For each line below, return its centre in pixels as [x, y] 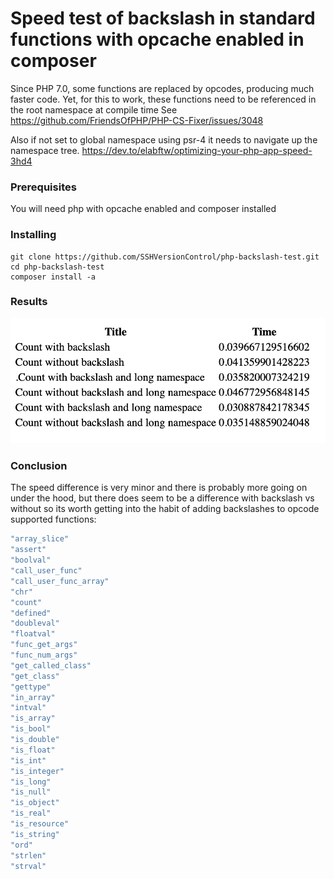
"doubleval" [35, 623]
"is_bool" [31, 729]
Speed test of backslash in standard [163, 18]
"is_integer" [37, 771]
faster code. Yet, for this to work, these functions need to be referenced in [163, 99]
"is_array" [33, 718]
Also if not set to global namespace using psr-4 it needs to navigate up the [164, 139]
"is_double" [35, 740]
